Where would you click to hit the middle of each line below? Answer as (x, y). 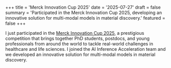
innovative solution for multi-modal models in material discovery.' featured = (85, 18)
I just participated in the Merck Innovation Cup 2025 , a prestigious (75, 33)
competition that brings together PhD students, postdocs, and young (77, 38)
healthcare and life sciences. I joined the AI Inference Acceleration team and (86, 49)
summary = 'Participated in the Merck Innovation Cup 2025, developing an (84, 13)
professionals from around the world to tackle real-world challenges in (79, 44)
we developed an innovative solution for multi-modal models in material (80, 54)
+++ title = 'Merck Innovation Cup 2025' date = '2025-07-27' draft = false (83, 7)
